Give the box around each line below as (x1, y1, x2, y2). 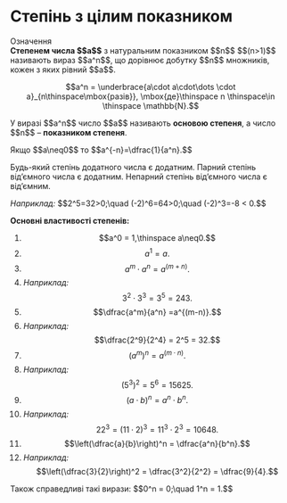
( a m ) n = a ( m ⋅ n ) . (128, 348, 186, 360)
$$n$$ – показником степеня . (10, 127, 127, 137)
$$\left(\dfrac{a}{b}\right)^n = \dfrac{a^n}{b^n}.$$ (64, 438, 250, 449)
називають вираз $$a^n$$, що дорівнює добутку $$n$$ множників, (10, 54, 270, 65)
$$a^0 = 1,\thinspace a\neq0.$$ (98, 232, 217, 243)
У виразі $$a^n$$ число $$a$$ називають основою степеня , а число (10, 118, 276, 128)
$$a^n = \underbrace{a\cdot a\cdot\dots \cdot (65, 81, 236, 92)
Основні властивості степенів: (10, 215, 130, 226)
